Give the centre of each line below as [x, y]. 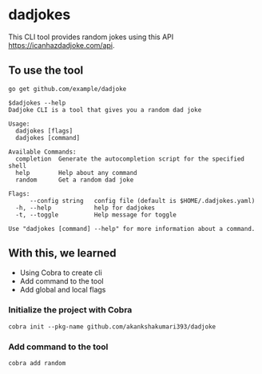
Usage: [19, 124]
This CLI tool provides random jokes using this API [91, 37]
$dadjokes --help [37, 103]
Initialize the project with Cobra [70, 310]
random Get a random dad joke [75, 180]
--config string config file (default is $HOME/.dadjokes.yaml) [142, 201]
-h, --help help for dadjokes [85, 208]
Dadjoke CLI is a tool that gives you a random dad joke [105, 109]
